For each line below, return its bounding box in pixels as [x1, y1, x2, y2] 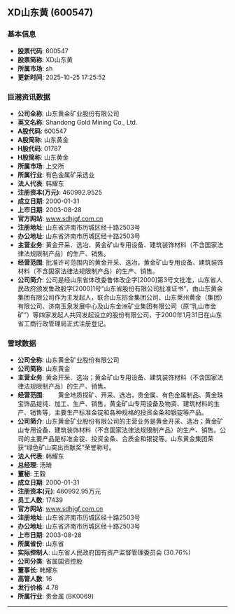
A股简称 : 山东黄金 [17, 135, 69, 144]
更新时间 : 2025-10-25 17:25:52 [17, 73, 106, 81]
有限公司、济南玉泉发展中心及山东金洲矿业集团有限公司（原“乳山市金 [17, 302, 217, 310]
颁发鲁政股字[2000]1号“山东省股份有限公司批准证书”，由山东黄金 [36, 284, 224, 293]
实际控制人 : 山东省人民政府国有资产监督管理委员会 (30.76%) [17, 548, 191, 557]
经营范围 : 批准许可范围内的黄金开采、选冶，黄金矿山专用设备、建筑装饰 [17, 258, 224, 266]
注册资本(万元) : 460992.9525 [17, 188, 103, 196]
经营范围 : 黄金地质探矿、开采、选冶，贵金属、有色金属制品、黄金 [17, 391, 218, 399]
